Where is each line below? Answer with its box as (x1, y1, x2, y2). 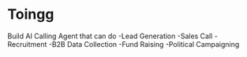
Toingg (7, 5, 54, 23)
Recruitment (7, 39, 47, 48)
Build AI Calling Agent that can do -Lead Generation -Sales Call (7, 31, 213, 41)
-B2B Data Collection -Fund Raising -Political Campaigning (48, 39, 240, 48)
